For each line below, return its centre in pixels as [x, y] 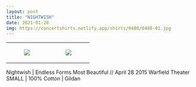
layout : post [22, 12]
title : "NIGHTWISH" [30, 17]
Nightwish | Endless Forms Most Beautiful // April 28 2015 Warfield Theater [98, 72]
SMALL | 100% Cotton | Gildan [43, 79]
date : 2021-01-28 [28, 22]
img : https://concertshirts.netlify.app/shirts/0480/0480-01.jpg [88, 28]
